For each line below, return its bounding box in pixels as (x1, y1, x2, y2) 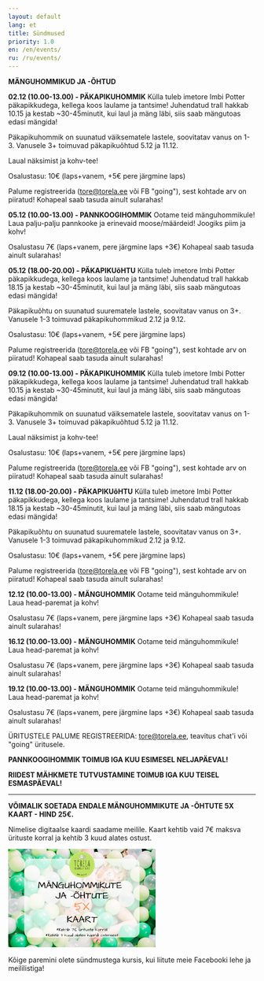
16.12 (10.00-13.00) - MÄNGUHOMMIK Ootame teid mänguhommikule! (8, 637, 239, 646)
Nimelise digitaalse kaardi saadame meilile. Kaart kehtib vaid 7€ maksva (8, 825, 241, 834)
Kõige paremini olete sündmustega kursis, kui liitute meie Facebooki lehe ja (8, 955, 251, 964)
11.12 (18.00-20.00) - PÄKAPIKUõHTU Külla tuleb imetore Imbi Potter (8, 487, 233, 496)
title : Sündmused (8, 29, 65, 37)
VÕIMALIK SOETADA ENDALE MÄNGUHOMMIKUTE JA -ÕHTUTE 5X (8, 801, 234, 810)
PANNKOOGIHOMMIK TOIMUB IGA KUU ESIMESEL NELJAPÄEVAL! (8, 755, 229, 764)
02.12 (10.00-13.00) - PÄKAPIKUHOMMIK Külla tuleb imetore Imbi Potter (8, 92, 245, 102)
